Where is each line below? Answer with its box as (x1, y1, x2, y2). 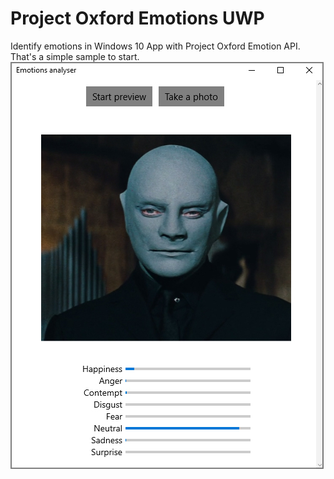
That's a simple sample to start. (10, 50, 140, 62)
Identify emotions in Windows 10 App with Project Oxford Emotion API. (10, 40, 301, 52)
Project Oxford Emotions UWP (10, 7, 265, 30)
